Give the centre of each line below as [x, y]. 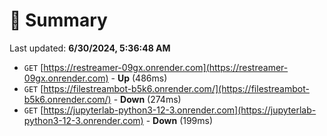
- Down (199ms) [179, 120]
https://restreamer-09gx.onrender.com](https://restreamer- [166, 67]
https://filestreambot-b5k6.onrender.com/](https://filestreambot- [176, 88]
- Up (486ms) [139, 78]
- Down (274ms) [147, 99]
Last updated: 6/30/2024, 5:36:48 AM [90, 48]
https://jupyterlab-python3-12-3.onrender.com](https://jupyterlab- [180, 110]
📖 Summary [58, 20]
